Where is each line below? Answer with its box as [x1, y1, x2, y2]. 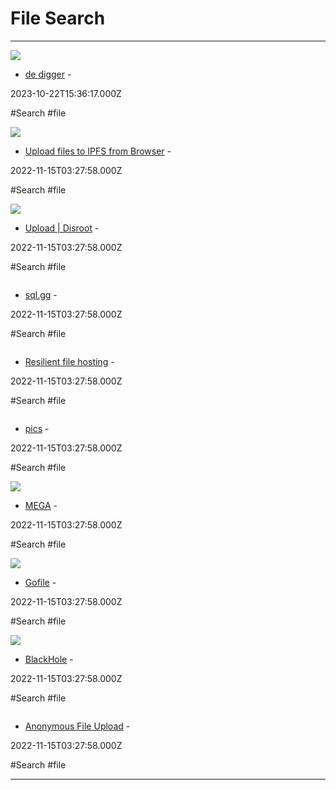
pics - [24, 422, 50, 434]
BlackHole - [24, 653, 74, 665]
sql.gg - [24, 288, 58, 301]
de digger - [24, 68, 72, 80]
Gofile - [24, 576, 57, 588]
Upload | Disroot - [24, 222, 100, 234]
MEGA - [24, 499, 58, 511]
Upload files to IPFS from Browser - [24, 145, 172, 157]
